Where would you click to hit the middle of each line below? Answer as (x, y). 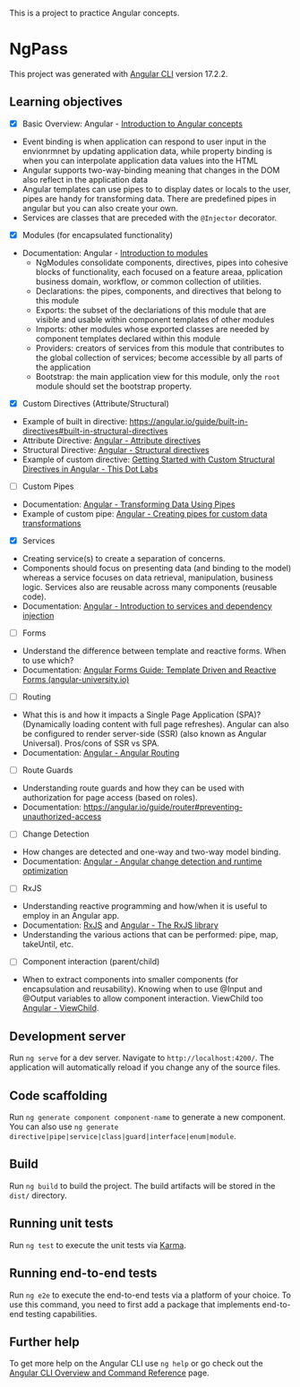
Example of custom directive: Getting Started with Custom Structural (149, 459)
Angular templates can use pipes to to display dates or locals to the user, (156, 189)
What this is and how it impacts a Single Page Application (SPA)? (141, 715)
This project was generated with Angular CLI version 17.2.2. (119, 73)
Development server (68, 1036)
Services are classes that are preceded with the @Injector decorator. (150, 218)
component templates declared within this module (128, 338)
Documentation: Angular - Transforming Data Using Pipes (129, 504)
